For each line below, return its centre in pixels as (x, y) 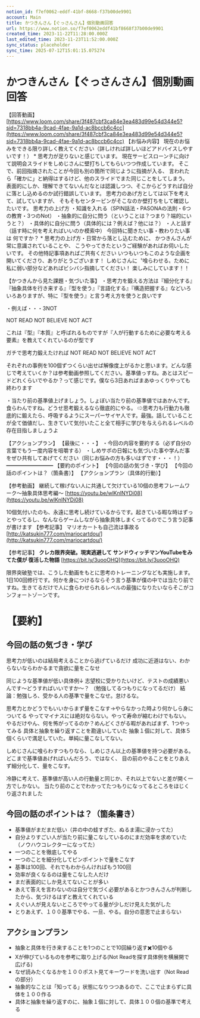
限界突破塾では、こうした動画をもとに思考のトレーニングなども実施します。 (100, 572)
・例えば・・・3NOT (32, 308)
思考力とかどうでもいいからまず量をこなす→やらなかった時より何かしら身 (97, 708)
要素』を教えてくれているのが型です (50, 340)
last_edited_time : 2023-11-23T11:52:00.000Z (62, 39)
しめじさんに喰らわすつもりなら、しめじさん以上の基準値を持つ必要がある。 (100, 751)
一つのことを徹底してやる (46, 852)
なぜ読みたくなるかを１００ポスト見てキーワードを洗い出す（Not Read (102, 972)
